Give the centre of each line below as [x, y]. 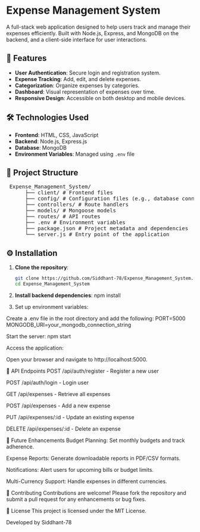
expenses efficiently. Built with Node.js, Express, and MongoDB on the [93, 33]
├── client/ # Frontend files [69, 193]
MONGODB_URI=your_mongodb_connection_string [69, 324]
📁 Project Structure [42, 173]
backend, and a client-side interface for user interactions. [77, 39]
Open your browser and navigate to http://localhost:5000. [77, 359]
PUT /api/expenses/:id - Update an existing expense [71, 417]
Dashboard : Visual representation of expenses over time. [85, 92]
